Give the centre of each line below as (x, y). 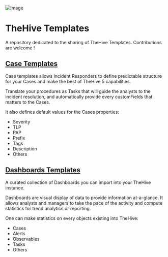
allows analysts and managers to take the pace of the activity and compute (84, 203)
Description (25, 149)
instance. (15, 187)
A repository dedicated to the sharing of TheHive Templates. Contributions (83, 42)
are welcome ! (20, 48)
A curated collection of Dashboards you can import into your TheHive (78, 182)
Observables (26, 239)
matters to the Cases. (28, 102)
